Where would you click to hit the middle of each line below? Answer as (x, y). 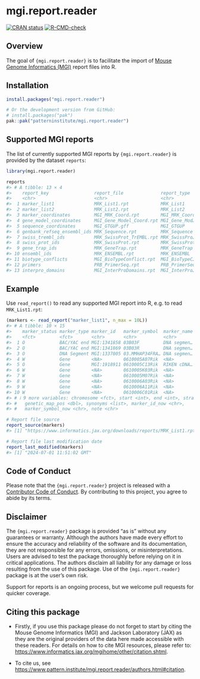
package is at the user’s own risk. (47, 575)
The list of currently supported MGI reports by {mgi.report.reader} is (91, 154)
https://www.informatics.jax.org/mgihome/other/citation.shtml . (91, 652)
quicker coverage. (28, 593)
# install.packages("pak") (40, 115)
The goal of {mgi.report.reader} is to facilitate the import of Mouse (89, 60)
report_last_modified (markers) (45, 447)
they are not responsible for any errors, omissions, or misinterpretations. (95, 550)
